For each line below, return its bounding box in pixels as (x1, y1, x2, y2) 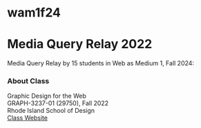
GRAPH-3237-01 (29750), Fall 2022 (7, 99, 109, 107)
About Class (7, 76, 50, 86)
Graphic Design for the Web (7, 92, 86, 100)
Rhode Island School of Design (7, 107, 95, 115)
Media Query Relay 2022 (7, 36, 153, 52)
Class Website (7, 114, 48, 122)
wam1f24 (7, 5, 61, 21)
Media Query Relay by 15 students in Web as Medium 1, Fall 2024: (7, 59, 195, 67)
